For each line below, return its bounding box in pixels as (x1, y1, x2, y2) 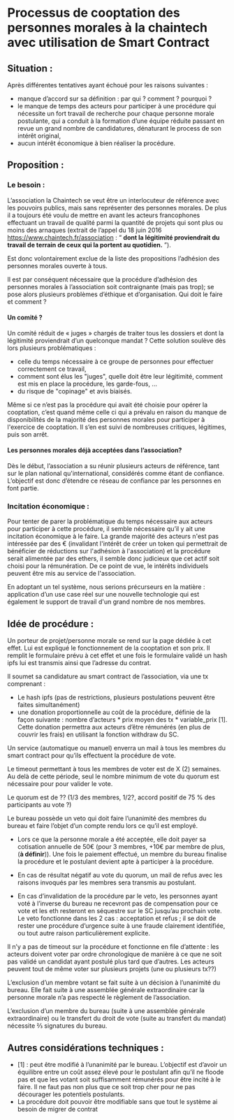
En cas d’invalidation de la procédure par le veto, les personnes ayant (17, 892, 218, 901)
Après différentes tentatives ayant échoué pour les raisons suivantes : (7, 81, 208, 89)
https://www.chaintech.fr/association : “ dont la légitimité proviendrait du (7, 233, 220, 242)
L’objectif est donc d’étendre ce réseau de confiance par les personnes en (7, 477, 221, 485)
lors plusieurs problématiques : (7, 344, 96, 352)
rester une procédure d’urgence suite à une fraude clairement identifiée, (17, 922, 226, 930)
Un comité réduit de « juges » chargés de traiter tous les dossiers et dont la (7, 328, 224, 337)
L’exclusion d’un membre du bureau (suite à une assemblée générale (7, 1007, 205, 1015)
